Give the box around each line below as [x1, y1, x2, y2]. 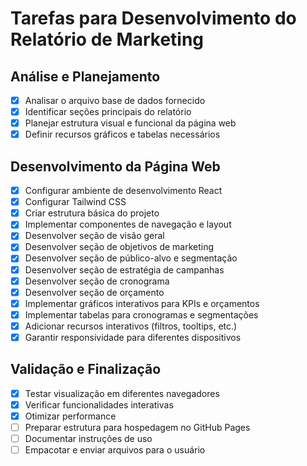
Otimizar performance [24, 410, 117, 422]
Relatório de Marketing [10, 28, 205, 51]
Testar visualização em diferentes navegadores [24, 387, 220, 399]
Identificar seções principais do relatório [24, 106, 192, 118]
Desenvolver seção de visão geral [24, 230, 165, 242]
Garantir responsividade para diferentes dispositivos [24, 331, 242, 343]
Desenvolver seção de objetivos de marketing [24, 241, 215, 253]
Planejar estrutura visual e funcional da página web [24, 117, 237, 129]
